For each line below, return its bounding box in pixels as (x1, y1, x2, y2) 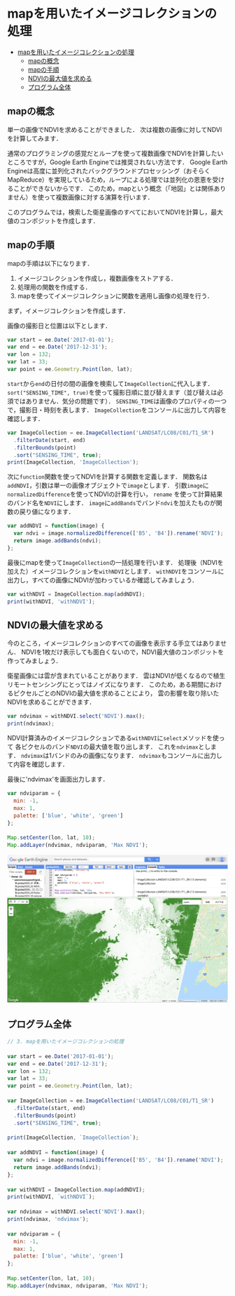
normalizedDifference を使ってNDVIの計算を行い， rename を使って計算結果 (7, 490, 223, 498)
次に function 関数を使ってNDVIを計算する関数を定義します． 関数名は (7, 472, 208, 481)
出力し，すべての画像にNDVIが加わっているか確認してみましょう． (7, 575, 198, 584)
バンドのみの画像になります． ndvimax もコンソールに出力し (51, 751, 222, 760)
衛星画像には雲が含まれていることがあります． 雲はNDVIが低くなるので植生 (7, 672, 226, 680)
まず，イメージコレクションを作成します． (7, 306, 129, 315)
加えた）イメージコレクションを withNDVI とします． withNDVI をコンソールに (7, 567, 225, 575)
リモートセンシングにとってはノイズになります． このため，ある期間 (7, 681, 204, 689)
